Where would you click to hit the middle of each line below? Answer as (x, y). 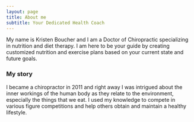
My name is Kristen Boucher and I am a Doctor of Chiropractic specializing (97, 40)
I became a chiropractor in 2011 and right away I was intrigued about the (94, 87)
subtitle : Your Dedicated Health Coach (55, 23)
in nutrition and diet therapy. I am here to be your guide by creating (88, 46)
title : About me (26, 17)
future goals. (22, 59)
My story (19, 74)
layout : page (22, 12)
